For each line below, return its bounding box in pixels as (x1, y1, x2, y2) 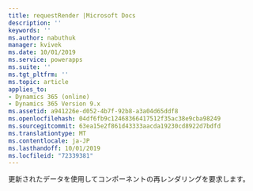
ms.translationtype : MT (8, 129, 87, 137)
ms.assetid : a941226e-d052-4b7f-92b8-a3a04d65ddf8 (8, 108, 179, 116)
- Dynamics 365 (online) (8, 93, 90, 101)
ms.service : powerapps (8, 56, 83, 64)
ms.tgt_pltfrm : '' (8, 71, 69, 78)
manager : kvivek (8, 41, 62, 49)
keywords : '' (8, 26, 51, 34)
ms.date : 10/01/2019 (8, 48, 77, 56)
